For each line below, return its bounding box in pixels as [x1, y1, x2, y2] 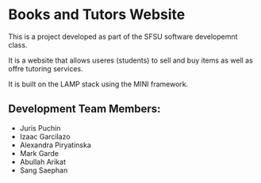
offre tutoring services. [8, 63, 83, 73]
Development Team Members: [8, 102, 161, 116]
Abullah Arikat [19, 157, 66, 166]
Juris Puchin [19, 123, 61, 132]
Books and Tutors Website [8, 6, 186, 24]
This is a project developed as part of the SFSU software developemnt [8, 32, 238, 41]
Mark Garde [19, 148, 59, 158]
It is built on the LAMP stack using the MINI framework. [8, 79, 189, 89]
